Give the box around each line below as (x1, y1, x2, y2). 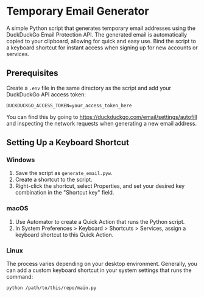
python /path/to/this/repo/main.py (6, 285, 97, 291)
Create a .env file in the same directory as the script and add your (6, 84, 172, 91)
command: (6, 273, 33, 281)
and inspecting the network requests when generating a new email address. (6, 120, 197, 127)
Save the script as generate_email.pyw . (15, 170, 113, 177)
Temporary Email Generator (6, 4, 149, 18)
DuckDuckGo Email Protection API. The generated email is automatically (6, 30, 188, 38)
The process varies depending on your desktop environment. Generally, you (6, 260, 197, 268)
